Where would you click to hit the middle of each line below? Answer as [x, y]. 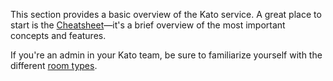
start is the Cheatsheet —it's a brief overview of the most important [148, 25]
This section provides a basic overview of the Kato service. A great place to [166, 14]
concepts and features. [58, 35]
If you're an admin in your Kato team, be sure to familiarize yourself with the [166, 55]
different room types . [54, 65]
